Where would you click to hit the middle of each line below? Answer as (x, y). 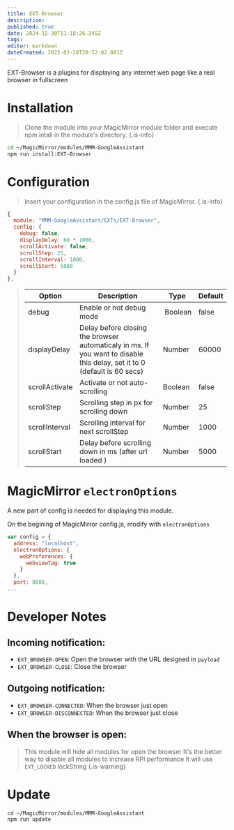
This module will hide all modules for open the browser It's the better (123, 751)
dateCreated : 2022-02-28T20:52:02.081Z (65, 53)
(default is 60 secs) (112, 372)
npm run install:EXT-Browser (49, 154)
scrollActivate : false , (54, 246)
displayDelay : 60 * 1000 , (57, 240)
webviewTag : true (51, 563)
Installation (40, 108)
